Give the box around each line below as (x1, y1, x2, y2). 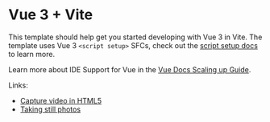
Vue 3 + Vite (8, 6, 93, 24)
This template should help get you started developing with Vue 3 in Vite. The (8, 32, 263, 42)
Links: (8, 80, 28, 90)
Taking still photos (19, 104, 81, 114)
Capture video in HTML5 (19, 96, 102, 105)
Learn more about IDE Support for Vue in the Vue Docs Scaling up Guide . (8, 64, 251, 74)
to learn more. (8, 49, 55, 59)
